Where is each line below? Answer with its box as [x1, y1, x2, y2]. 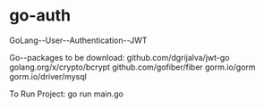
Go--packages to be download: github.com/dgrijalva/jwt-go [9, 52, 230, 62]
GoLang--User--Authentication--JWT [9, 35, 148, 46]
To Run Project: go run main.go [9, 88, 123, 99]
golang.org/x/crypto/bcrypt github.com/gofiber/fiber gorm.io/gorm [9, 62, 257, 72]
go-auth [9, 5, 72, 26]
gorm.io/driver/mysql [9, 71, 87, 81]
